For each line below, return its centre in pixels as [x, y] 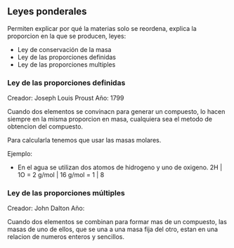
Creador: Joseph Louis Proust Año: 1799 [66, 98]
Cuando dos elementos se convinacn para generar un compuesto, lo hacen [116, 112]
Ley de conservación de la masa [64, 49]
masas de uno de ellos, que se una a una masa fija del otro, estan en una [113, 229]
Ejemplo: [20, 154]
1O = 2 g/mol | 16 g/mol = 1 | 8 [61, 175]
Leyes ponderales [47, 12]
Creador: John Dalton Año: [46, 208]
